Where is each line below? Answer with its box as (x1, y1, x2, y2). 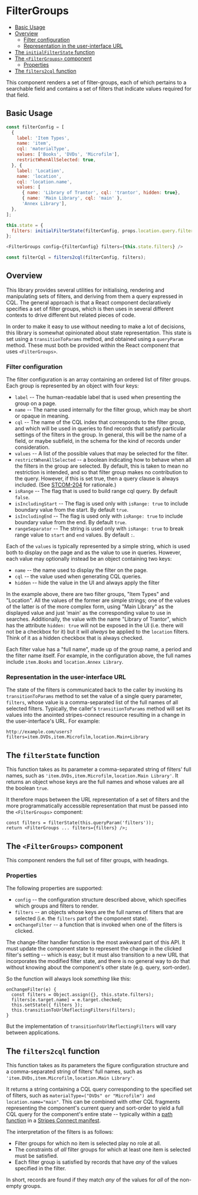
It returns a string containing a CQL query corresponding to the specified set (6, 1085, 192, 1093)
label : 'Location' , (16, 168, 65, 174)
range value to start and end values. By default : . (14, 531, 135, 538)
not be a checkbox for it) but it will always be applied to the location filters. (6, 628, 190, 635)
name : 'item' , (16, 140, 51, 147)
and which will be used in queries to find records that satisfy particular (14, 425, 186, 432)
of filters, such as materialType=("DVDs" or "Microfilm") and (6, 1092, 156, 1099)
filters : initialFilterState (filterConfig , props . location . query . (11, 228, 178, 234)
